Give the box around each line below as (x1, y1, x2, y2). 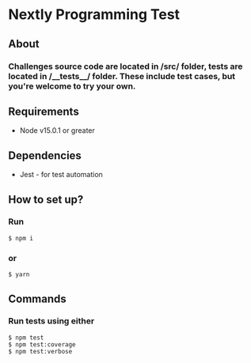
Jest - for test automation (19, 170, 103, 180)
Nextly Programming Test (8, 6, 181, 24)
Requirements (8, 104, 79, 118)
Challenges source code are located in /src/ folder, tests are (8, 61, 243, 72)
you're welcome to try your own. (8, 81, 136, 92)
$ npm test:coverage (8, 340, 77, 349)
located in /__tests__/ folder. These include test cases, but (8, 70, 236, 81)
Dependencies (8, 149, 82, 162)
